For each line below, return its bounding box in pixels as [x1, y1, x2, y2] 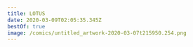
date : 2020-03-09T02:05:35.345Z [7, 17, 102, 23]
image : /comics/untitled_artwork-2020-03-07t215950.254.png [7, 29, 187, 37]
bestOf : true [7, 23, 46, 30]
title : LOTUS [7, 10, 46, 17]
